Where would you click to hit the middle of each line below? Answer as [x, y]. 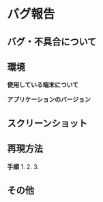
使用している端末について [43, 85]
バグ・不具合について [52, 42]
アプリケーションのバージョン [49, 100]
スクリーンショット [47, 123]
